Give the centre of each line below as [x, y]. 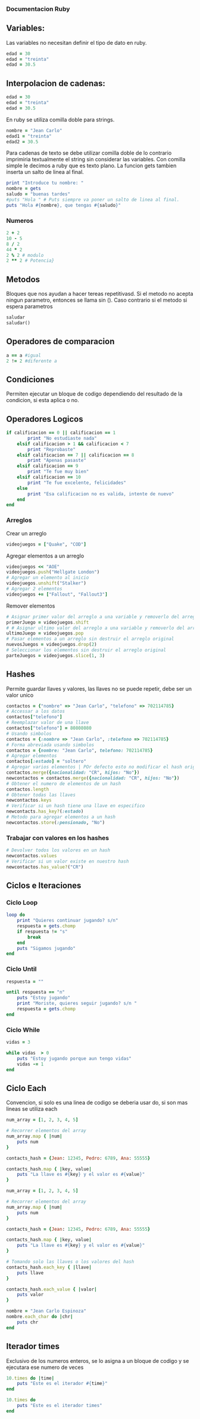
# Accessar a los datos [36, 712]
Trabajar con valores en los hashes [57, 838]
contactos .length [28, 789]
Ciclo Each [26, 1088]
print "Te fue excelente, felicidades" [77, 483]
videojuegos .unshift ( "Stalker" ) [46, 583]
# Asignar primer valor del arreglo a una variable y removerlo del [93, 617]
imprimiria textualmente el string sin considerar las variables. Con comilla [96, 160]
